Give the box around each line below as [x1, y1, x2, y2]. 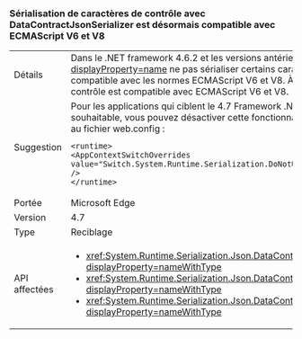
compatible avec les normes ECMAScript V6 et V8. [70, 75, 286, 87]
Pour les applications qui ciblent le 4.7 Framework [70, 100, 282, 112]
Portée [13, 197, 42, 210]
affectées [13, 283, 54, 296]
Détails [13, 68, 43, 81]
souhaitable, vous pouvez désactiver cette [70, 112, 250, 124]
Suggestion [13, 141, 63, 154]
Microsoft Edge [70, 197, 136, 210]
